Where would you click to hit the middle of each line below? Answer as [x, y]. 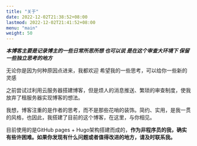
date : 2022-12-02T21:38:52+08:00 [47, 17]
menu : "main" [22, 28]
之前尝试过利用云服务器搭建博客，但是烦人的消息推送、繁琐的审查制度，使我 [98, 90]
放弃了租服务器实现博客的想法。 [45, 98]
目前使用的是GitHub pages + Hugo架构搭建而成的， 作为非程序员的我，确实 [97, 130]
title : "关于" [23, 11]
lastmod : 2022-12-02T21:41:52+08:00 [51, 22]
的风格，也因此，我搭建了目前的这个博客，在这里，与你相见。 [81, 117]
